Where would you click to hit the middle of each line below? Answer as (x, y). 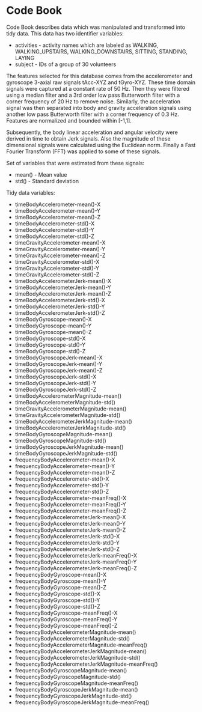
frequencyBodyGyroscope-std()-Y (57, 600)
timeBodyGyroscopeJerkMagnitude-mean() (69, 447)
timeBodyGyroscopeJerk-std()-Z (56, 389)
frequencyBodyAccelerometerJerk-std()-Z (67, 549)
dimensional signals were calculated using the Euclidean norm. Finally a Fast (101, 145)
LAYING (25, 58)
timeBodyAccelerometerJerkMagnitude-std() (70, 428)
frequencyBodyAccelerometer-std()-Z (62, 491)
